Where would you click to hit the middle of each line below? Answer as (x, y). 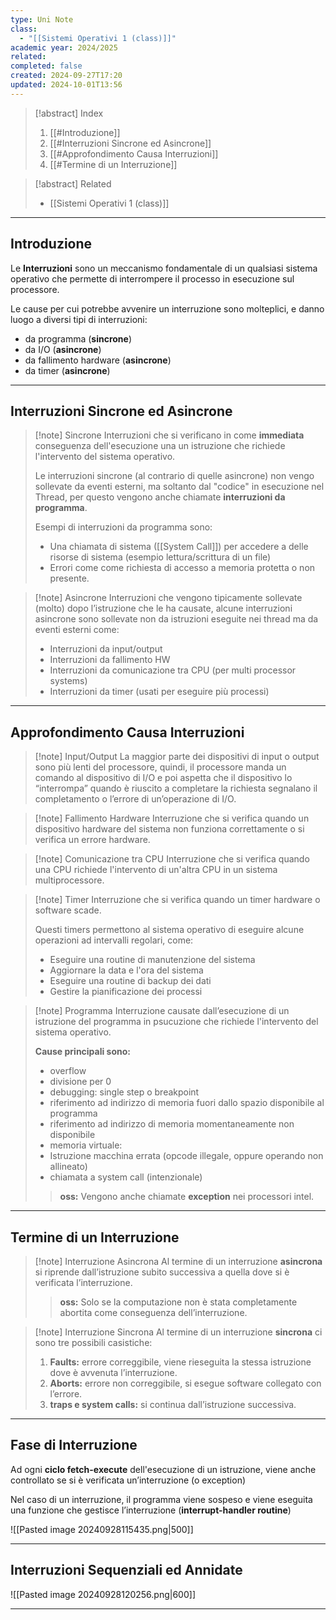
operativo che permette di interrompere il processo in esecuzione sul (152, 278)
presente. (69, 578)
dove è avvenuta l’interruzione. (113, 1372)
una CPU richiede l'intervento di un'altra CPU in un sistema (156, 870)
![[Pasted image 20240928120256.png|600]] (103, 1594)
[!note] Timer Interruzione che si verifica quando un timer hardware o (177, 900)
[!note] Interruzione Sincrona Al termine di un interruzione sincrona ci (178, 1332)
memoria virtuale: (86, 1145)
